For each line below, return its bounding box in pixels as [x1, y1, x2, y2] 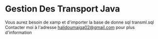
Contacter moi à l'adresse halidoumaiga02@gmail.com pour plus [5, 24, 135, 30]
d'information [5, 29, 32, 35]
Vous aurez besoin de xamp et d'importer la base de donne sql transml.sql [5, 19, 154, 25]
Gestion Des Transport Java [5, 3, 120, 14]
